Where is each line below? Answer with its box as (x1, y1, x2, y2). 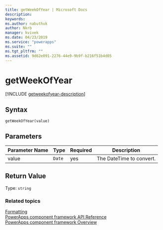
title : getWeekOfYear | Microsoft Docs (5, 7, 88, 12)
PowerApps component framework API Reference (5, 214, 107, 220)
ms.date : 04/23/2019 (5, 35, 48, 40)
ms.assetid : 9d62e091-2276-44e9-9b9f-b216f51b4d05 (5, 53, 112, 58)
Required (70, 147, 92, 154)
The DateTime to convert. (96, 155, 156, 162)
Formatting (5, 209, 28, 215)
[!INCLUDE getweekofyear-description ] (5, 91, 86, 97)
